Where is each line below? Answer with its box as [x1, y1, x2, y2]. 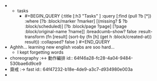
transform [24, 34, 45, 40]
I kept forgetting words [17, 49, 64, 55]
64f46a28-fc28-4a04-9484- [74, 55, 133, 61]
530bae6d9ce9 [9, 61, 42, 66]
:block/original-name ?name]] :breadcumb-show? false [24, 29, 137, 34]
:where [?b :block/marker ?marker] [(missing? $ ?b [24, 18, 127, 24]
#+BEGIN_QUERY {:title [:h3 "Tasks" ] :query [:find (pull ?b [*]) [24, 13, 152, 19]
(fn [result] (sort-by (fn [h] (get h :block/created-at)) [45, 34, 152, 40]
